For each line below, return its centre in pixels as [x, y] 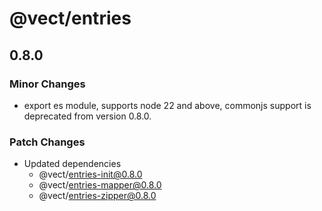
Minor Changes [47, 84]
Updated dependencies [72, 164]
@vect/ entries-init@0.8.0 [90, 174]
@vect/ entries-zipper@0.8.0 [97, 196]
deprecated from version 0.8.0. [87, 116]
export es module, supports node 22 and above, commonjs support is [167, 105]
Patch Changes [47, 142]
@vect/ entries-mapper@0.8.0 [100, 185]
